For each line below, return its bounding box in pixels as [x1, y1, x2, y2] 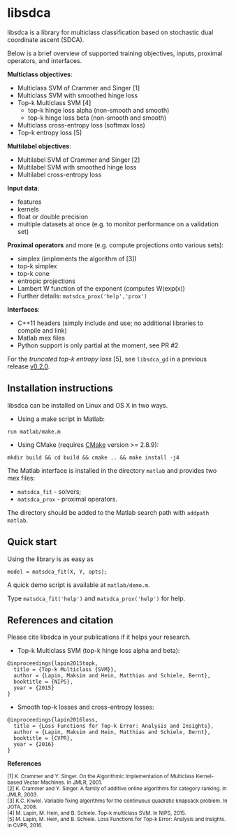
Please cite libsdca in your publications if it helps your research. [7, 633, 191, 642]
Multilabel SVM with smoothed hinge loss [17, 163, 137, 171]
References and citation [7, 614, 114, 626]
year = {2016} [13, 741, 54, 748]
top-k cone [17, 269, 50, 277]
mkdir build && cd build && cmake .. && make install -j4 [7, 454, 180, 461]
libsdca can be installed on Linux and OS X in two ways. [7, 401, 168, 409]
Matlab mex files [17, 333, 65, 342]
